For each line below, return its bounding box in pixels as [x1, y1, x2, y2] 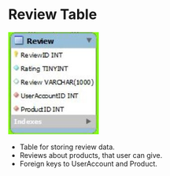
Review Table [8, 6, 98, 24]
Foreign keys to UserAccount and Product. [19, 159, 157, 168]
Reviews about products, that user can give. [19, 150, 163, 159]
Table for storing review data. [19, 142, 116, 152]
